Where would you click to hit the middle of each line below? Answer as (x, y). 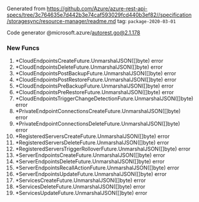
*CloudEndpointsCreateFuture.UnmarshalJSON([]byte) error (89, 61)
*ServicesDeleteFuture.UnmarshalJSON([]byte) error (80, 187)
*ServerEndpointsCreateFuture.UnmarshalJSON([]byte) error (90, 155)
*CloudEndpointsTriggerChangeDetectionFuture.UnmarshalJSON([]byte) (104, 99)
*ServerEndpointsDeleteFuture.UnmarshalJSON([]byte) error (90, 162)
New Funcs (23, 48)
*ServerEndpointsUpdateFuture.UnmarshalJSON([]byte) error (91, 174)
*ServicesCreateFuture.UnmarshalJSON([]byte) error (81, 181)
